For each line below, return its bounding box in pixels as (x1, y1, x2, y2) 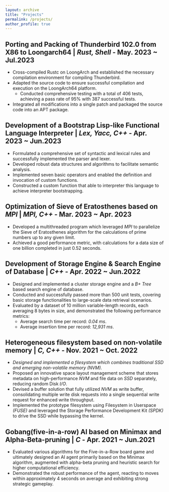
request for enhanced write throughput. (12, 397, 95, 403)
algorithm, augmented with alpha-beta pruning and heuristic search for (12, 459, 160, 466)
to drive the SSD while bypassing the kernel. (12, 413, 105, 419)
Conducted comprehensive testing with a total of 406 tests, (20, 91, 143, 97)
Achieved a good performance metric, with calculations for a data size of (12, 240, 164, 246)
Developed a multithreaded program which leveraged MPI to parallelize (12, 224, 160, 230)
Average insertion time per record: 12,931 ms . (20, 323, 114, 330)
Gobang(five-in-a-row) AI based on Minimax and (5, 428, 161, 436)
